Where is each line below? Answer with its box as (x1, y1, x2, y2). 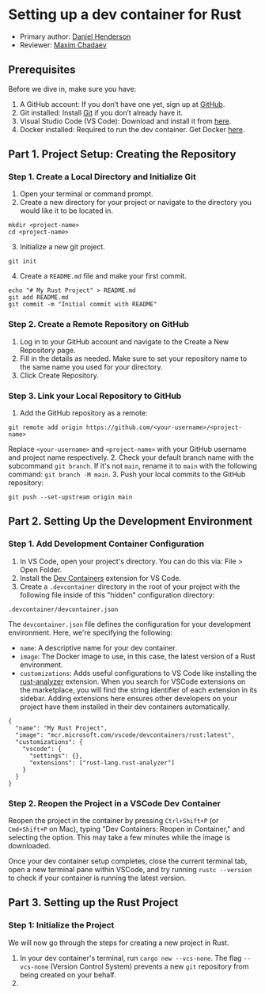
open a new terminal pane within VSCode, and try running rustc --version (8, 865, 252, 874)
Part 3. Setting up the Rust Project (8, 896, 179, 909)
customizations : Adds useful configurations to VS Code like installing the (19, 668, 257, 677)
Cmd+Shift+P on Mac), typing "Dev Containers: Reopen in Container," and (8, 825, 245, 834)
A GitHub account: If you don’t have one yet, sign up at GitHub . (19, 99, 225, 108)
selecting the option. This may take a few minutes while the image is (8, 833, 231, 842)
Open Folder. (19, 564, 62, 575)
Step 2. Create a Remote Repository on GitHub (8, 319, 190, 330)
